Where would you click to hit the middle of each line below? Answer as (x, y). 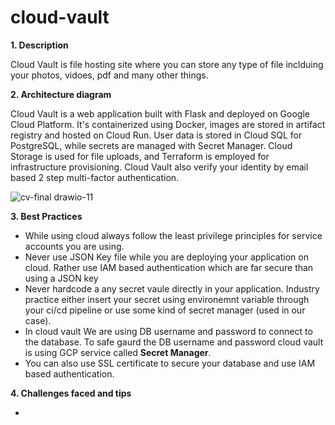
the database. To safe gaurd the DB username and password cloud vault (174, 342)
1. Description (39, 45)
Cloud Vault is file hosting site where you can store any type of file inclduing (167, 64)
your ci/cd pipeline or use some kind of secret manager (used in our (165, 310)
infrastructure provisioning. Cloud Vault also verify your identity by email (159, 167)
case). (38, 320)
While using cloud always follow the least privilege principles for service (173, 235)
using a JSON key (61, 278)
